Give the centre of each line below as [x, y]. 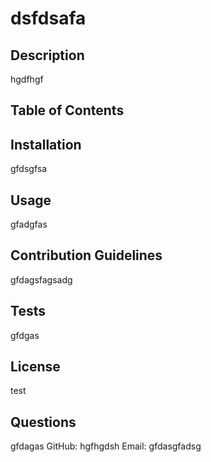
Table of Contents [67, 110]
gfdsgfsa [29, 169]
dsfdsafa [48, 18]
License [35, 367]
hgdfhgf [27, 79]
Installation [46, 144]
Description [47, 55]
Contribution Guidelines [86, 255]
